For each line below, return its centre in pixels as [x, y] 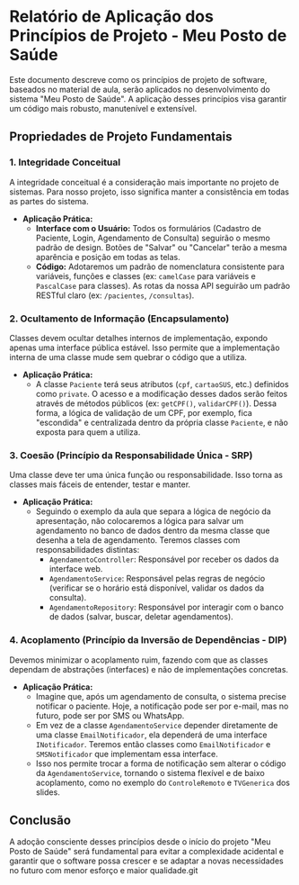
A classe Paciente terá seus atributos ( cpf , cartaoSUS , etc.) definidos [162, 384]
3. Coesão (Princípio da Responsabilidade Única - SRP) [131, 455]
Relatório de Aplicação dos [111, 17]
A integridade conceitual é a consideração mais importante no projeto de [145, 182]
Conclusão [40, 820]
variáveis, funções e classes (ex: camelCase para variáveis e [145, 275]
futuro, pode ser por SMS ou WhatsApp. [110, 715]
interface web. [76, 569]
